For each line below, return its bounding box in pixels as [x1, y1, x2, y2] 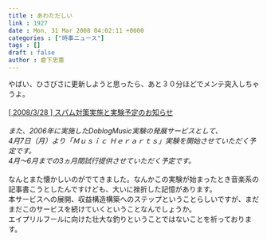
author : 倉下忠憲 [8, 57, 65, 65]
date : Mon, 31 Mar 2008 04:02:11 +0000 [8, 26, 145, 34]
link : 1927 [8, 19, 48, 27]
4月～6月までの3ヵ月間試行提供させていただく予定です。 [8, 156, 195, 165]
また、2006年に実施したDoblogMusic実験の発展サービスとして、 [8, 125, 222, 136]
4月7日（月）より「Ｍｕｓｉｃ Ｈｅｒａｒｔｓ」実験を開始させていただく [8, 136, 249, 145]
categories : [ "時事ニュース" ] [8, 34, 105, 42]
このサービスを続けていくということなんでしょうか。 [22, 204, 197, 214]
